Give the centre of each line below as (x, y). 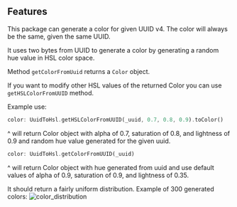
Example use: (27, 107)
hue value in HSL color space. (51, 58)
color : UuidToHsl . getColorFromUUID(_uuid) (71, 154)
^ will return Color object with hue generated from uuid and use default (111, 167)
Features (27, 12)
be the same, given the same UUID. (59, 36)
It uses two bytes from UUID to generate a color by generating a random (113, 50)
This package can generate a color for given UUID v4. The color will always (118, 28)
